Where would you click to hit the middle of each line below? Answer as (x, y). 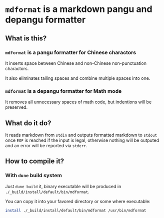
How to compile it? (35, 161)
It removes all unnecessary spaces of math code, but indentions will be (78, 102)
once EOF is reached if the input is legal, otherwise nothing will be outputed (82, 140)
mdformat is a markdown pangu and (79, 9)
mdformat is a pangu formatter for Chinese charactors (71, 52)
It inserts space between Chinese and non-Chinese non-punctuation (76, 63)
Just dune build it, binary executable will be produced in (63, 186)
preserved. (16, 107)
